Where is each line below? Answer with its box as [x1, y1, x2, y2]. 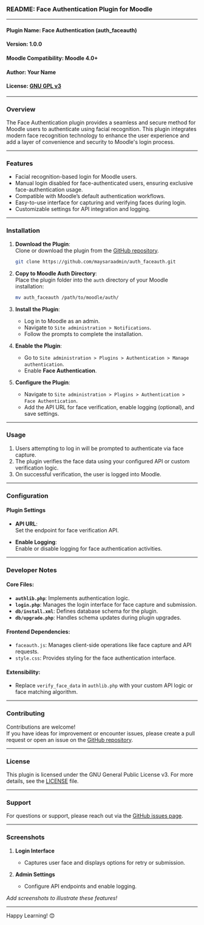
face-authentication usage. [15, 186, 83, 193]
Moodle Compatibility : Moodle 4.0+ [6, 54, 98, 62]
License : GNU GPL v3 [6, 82, 62, 90]
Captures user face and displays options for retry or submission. [24, 859, 186, 866]
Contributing [6, 709, 45, 718]
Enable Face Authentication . [24, 366, 97, 374]
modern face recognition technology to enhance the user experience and [6, 132, 190, 139]
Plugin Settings [6, 507, 46, 514]
